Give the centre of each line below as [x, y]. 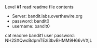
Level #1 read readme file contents [39, 7]
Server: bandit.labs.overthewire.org [47, 16]
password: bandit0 [31, 21]
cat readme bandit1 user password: [40, 35]
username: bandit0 [31, 26]
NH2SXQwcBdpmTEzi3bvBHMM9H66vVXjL [49, 40]
